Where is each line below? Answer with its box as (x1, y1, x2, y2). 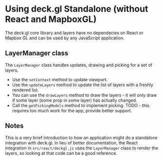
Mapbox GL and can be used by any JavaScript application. (5, 35, 125, 41)
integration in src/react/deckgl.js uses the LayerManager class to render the (5, 145, 159, 151)
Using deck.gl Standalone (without (5, 3, 148, 15)
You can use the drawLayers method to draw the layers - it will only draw (12, 92, 157, 98)
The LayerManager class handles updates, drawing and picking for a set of (5, 62, 152, 68)
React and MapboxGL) (5, 14, 97, 25)
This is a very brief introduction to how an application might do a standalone (5, 135, 158, 141)
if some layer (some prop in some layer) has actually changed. (12, 97, 137, 103)
